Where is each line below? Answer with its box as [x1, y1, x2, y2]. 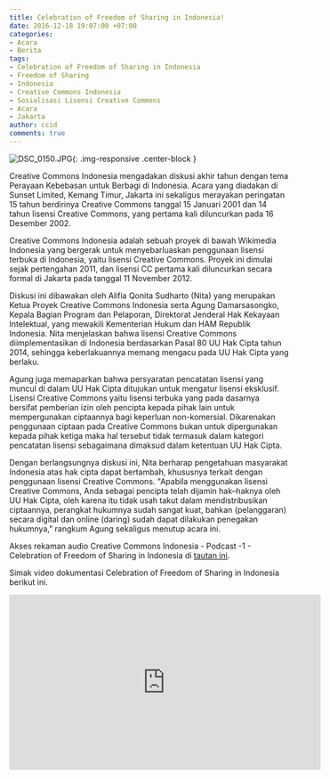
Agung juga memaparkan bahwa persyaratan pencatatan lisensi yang [9, 373, 264, 384]
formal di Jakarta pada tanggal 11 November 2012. [9, 272, 193, 283]
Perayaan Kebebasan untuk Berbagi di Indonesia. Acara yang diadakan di [9, 180, 278, 191]
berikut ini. [9, 576, 49, 588]
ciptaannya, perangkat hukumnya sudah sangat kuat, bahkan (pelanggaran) [9, 504, 287, 515]
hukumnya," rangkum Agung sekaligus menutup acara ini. [9, 523, 221, 534]
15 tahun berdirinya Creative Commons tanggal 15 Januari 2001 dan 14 [9, 199, 267, 209]
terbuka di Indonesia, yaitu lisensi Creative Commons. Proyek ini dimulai [9, 254, 273, 264]
